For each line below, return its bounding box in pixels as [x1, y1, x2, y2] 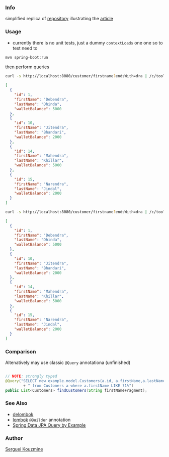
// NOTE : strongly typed [5, 374, 57, 379]
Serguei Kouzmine [5, 446, 43, 452]
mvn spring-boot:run [5, 55, 49, 60]
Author [5, 434, 23, 441]
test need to [12, 45, 38, 51]
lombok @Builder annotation [12, 417, 71, 423]
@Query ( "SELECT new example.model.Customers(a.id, [5, 378, 114, 383]
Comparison [5, 348, 36, 355]
